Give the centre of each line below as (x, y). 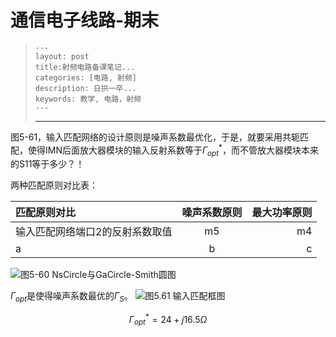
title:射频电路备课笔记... (85, 67)
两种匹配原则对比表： (54, 185)
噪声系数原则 (212, 213)
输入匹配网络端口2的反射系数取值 (94, 232)
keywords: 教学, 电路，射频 (88, 99)
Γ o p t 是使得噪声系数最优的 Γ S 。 (71, 297)
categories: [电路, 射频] (85, 77)
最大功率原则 (282, 213)
